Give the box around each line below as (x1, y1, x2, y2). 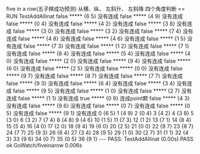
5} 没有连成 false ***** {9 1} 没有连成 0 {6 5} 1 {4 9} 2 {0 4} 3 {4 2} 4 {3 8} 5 (6, 110, 194, 116)
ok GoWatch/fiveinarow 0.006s (6, 142, 82, 149)
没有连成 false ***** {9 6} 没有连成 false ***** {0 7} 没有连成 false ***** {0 (6, 102, 190, 109)
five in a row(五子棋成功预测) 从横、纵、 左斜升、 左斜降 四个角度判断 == (6, 5, 185, 12)
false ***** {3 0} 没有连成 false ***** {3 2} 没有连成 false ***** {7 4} (13, 27, 182, 35)
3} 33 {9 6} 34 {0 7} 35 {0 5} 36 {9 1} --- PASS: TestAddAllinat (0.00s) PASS (6, 135, 194, 142)
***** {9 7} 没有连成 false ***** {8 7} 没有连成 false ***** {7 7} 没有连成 (6, 72, 183, 79)
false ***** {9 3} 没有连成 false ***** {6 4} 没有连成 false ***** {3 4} (6, 80, 176, 87)
